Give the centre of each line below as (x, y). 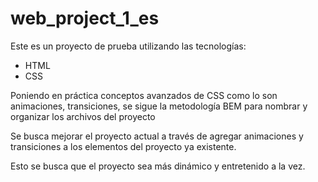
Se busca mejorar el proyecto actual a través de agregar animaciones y (157, 136)
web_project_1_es (85, 18)
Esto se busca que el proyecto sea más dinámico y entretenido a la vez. (158, 166)
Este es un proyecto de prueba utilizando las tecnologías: (128, 46)
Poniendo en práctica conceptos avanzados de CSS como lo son (144, 95)
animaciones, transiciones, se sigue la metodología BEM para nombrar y (159, 106)
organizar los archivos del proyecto (83, 116)
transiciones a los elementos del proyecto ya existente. (123, 146)
